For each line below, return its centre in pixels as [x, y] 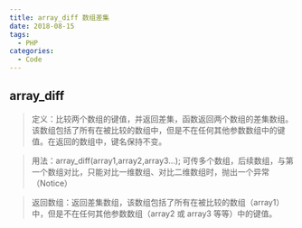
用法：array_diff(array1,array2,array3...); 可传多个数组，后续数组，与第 [162, 160]
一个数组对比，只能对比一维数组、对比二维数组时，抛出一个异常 [150, 171]
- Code [30, 59]
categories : [32, 51]
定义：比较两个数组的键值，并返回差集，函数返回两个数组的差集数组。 [162, 119]
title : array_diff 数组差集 [60, 18]
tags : [19, 34]
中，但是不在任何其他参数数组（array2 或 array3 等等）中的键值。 [154, 214]
